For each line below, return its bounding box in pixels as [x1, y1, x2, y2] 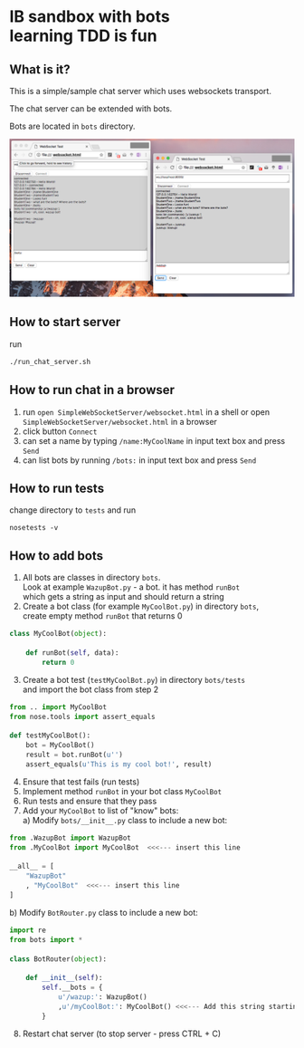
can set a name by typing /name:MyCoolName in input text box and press [22, 435, 286, 446]
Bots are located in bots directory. [9, 120, 136, 131]
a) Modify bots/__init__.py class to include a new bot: [22, 814, 228, 825]
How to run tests [9, 480, 105, 495]
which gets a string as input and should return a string [22, 591, 224, 602]
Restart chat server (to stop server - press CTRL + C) [22, 1028, 222, 1039]
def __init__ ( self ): [25, 974, 103, 983]
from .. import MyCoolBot [9, 702, 107, 712]
